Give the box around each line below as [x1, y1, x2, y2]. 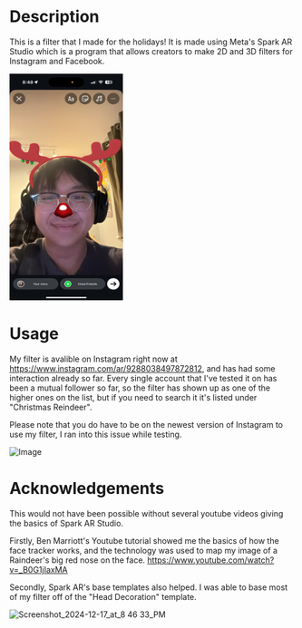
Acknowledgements [9, 478, 165, 499]
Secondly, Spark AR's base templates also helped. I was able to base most [9, 582, 288, 593]
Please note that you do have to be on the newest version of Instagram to [9, 419, 284, 430]
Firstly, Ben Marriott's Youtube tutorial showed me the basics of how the [9, 535, 279, 546]
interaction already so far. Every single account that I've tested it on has [9, 372, 278, 383]
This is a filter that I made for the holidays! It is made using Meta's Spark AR [9, 36, 293, 47]
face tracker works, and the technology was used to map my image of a [9, 545, 278, 556]
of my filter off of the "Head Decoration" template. [9, 591, 197, 602]
